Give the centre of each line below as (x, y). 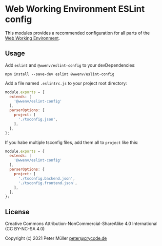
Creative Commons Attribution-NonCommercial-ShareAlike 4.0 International (81, 224)
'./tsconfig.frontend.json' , (48, 183)
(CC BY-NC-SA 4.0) (25, 228)
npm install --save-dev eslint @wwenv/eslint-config (60, 74)
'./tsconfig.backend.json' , (47, 178)
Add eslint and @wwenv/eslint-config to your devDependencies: (70, 65)
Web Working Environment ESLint (75, 9)
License (17, 212)
